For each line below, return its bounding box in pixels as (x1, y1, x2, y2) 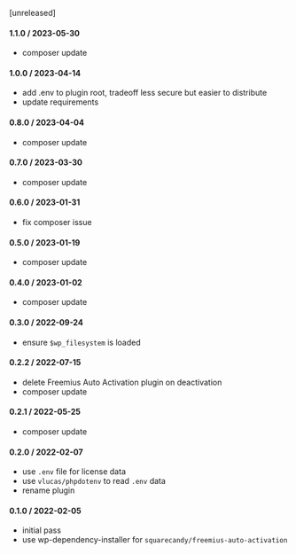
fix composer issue (21, 217, 92, 228)
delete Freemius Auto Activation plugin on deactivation (21, 377, 222, 387)
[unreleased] (9, 8, 56, 18)
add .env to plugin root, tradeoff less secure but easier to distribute (21, 88, 268, 98)
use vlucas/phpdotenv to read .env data (21, 476, 167, 487)
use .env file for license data (21, 466, 127, 477)
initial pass (21, 525, 62, 535)
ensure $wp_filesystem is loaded (21, 337, 142, 347)
